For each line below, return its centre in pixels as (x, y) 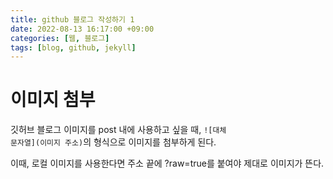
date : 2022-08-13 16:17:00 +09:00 (82, 29)
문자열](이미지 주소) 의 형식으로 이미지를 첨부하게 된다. (113, 142)
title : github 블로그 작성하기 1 (72, 19)
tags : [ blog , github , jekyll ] (73, 47)
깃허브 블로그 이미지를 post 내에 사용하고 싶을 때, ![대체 (118, 130)
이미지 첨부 (53, 100)
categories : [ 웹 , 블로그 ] (60, 38)
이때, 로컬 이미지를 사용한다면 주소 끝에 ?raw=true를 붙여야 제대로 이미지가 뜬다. (167, 163)
